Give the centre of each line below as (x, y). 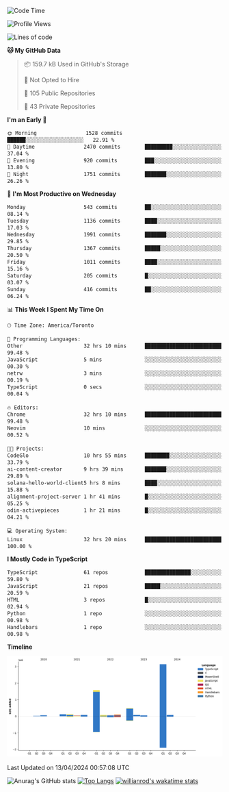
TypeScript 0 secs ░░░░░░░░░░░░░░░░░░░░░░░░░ (114, 387)
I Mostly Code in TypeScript (47, 559)
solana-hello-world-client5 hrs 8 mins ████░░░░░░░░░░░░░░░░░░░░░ (114, 483)
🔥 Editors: (23, 408)
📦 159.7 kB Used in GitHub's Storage (76, 64)
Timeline (20, 647)
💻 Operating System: (38, 531)
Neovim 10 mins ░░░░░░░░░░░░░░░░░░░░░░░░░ (114, 428)
